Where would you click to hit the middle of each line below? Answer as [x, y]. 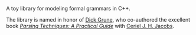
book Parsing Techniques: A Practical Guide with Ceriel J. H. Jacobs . [90, 26]
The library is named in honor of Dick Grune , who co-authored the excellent [98, 20]
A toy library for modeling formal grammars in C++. [68, 8]
